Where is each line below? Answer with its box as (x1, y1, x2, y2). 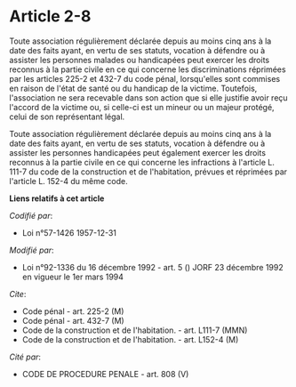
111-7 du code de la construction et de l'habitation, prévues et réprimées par (9, 166, 287, 177)
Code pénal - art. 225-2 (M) (21, 305, 124, 317)
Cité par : (9, 351, 42, 362)
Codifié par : (9, 210, 53, 221)
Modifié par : (9, 245, 55, 255)
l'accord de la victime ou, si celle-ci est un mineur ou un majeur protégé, (9, 101, 275, 112)
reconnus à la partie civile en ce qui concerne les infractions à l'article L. (9, 157, 276, 167)
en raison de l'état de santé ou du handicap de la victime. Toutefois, (9, 83, 258, 93)
